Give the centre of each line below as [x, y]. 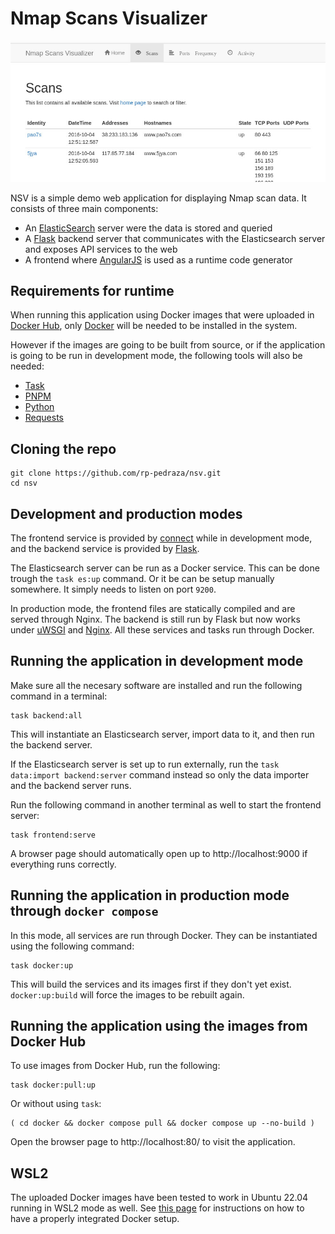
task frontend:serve [53, 835]
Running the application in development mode [157, 661]
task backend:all [46, 715]
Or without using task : [56, 1104]
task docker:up [42, 965]
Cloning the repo [63, 448]
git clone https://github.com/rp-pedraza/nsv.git [116, 473]
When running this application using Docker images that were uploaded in [162, 315]
